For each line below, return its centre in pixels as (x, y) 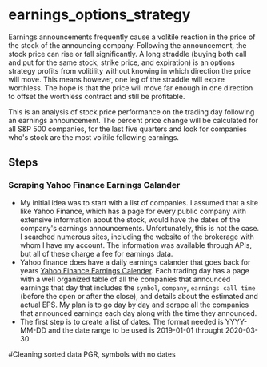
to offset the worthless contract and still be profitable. (97, 96)
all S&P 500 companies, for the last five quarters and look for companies (128, 129)
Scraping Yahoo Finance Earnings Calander (94, 185)
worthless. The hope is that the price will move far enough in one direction (131, 88)
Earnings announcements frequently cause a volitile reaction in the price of (132, 37)
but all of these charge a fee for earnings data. (96, 253)
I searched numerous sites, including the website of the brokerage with (137, 237)
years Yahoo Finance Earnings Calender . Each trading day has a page (134, 270)
